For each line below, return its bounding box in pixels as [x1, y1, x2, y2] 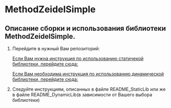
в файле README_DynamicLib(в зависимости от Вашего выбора [12, 92, 153, 98]
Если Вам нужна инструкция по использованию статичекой [12, 55, 144, 61]
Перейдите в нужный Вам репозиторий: [12, 46, 100, 52]
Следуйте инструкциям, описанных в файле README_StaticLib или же [12, 86, 166, 92]
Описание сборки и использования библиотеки [5, 24, 166, 33]
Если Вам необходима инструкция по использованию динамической [12, 71, 164, 77]
